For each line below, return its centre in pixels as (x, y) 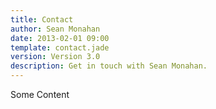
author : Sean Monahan (55, 29)
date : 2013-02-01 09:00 (60, 38)
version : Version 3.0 (55, 57)
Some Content (40, 94)
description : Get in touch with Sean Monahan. (109, 66)
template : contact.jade (60, 47)
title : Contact (42, 19)
